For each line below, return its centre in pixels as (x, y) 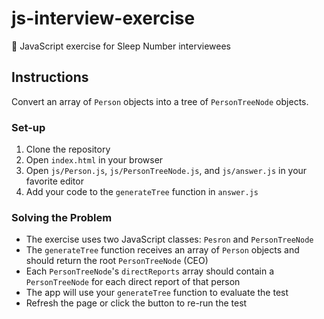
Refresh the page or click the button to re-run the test (136, 303)
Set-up (28, 127)
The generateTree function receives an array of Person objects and (162, 250)
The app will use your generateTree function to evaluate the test (157, 293)
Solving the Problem (62, 217)
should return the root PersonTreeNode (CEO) (117, 261)
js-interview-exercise (103, 18)
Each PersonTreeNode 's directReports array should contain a (150, 271)
